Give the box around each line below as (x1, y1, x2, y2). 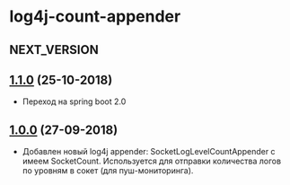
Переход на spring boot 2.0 (22, 96, 127, 107)
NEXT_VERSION (9, 42, 99, 57)
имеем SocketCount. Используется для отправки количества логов (22, 155, 281, 167)
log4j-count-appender (9, 6, 181, 27)
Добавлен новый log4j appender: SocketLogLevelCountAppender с (22, 146, 276, 157)
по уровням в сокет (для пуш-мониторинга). (22, 165, 194, 176)
